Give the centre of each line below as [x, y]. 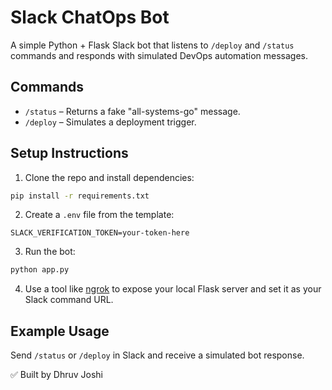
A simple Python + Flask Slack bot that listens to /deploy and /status [152, 45]
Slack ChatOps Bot [90, 17]
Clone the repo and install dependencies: [109, 177]
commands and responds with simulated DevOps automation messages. [159, 55]
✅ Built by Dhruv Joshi [57, 375]
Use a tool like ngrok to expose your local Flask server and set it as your [173, 289]
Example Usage [60, 331]
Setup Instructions [69, 153]
